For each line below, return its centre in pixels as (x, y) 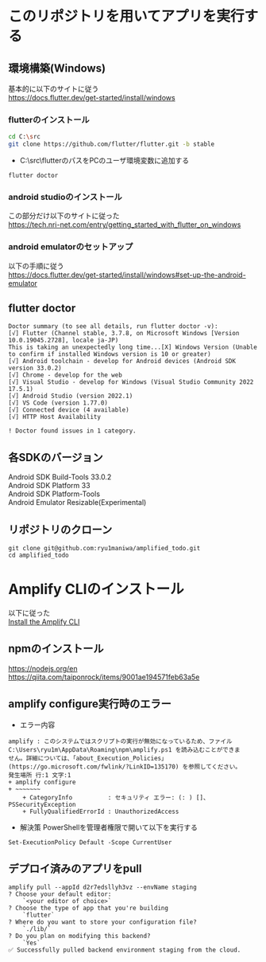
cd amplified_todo (39, 555)
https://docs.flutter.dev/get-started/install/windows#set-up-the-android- (127, 275)
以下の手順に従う (36, 266)
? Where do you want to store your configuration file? (102, 922)
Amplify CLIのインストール (96, 589)
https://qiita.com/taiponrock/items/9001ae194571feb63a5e (104, 677)
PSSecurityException (42, 804)
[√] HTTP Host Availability (55, 417)
